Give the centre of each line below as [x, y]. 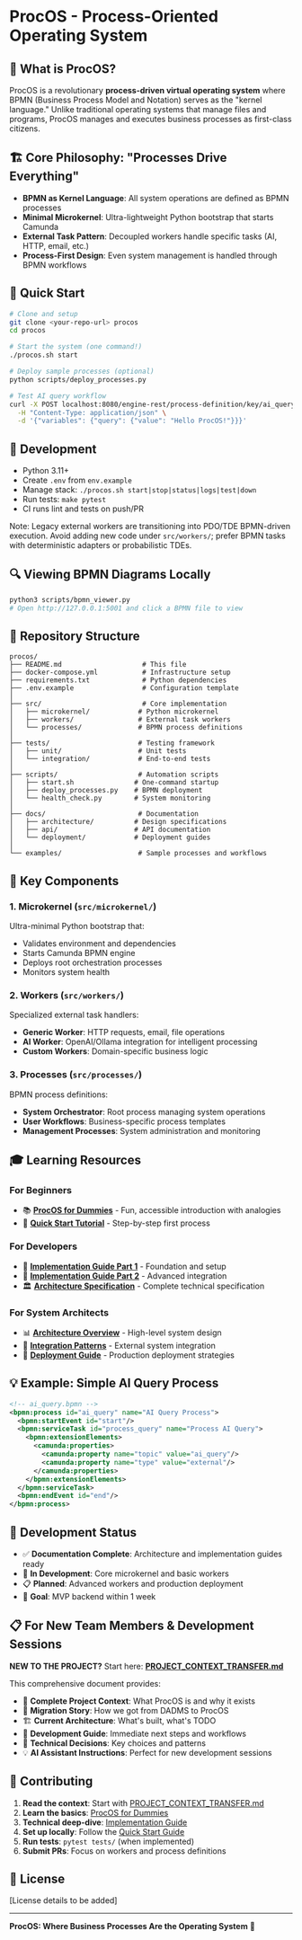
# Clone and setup [44, 314]
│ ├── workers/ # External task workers [120, 720]
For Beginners [40, 1191]
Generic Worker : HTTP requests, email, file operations [124, 1032]
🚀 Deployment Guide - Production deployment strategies [129, 1355]
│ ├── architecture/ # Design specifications [118, 822]
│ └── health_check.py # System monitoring [110, 798]
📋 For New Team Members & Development [132, 1626]
